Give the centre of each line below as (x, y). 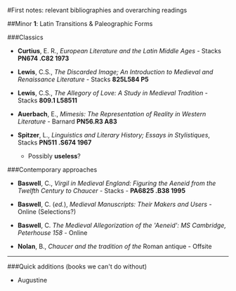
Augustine (32, 280)
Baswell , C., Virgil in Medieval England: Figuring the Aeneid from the (117, 183)
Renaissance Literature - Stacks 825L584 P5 (83, 79)
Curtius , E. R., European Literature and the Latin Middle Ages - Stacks (119, 51)
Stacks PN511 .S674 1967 (54, 142)
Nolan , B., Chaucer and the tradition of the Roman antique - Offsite (114, 246)
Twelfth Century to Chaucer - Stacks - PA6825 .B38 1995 (101, 191)
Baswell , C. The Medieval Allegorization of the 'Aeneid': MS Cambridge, (122, 225)
